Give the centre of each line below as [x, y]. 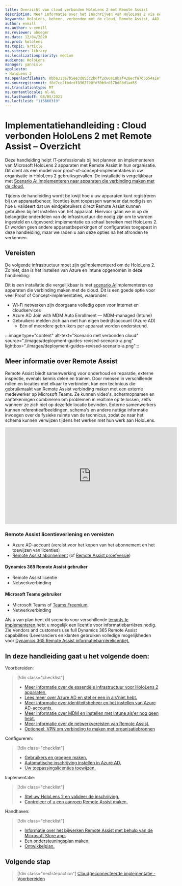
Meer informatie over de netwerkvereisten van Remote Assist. [87, 724]
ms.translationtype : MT [29, 87]
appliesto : [16, 69]
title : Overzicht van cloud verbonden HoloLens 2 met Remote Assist [77, 10]
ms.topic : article [24, 46]
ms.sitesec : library [26, 51]
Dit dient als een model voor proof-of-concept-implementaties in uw [74, 171]
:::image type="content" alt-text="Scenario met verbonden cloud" [72, 335]
